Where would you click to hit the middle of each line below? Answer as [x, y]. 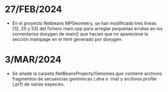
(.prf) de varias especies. [38, 84]
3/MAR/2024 [33, 60]
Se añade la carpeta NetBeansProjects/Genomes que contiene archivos [87, 73]
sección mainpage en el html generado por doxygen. [67, 39]
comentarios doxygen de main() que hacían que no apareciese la [80, 34]
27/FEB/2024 [33, 9]
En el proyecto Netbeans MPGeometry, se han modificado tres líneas [84, 23]
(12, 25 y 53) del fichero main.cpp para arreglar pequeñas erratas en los [87, 28]
